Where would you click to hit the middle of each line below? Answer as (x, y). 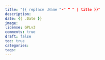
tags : (10, 50)
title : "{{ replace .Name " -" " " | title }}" (53, 9)
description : (18, 14)
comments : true (20, 32)
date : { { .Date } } (23, 18)
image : (12, 23)
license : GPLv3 (20, 28)
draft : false (18, 37)
